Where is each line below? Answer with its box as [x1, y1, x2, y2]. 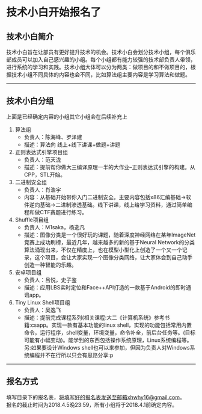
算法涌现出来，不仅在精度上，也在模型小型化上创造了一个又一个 [23, 246, 182, 253]
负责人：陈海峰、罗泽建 [23, 133, 82, 140]
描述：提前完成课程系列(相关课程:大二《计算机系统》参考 [23, 314, 165, 321]
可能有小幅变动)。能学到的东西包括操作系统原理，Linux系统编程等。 [23, 336, 192, 344]
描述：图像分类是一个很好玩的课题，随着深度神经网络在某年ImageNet [23, 231, 196, 238]
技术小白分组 [6, 96, 54, 106]
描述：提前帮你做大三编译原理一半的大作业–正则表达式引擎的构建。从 [23, 163, 195, 170]
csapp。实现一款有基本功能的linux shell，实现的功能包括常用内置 [31, 321, 192, 329]
